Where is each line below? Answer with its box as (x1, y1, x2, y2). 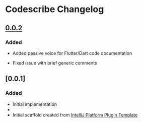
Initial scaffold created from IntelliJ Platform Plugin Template (12, 112, 138, 118)
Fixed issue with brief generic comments (12, 59, 97, 66)
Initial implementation (12, 101, 57, 107)
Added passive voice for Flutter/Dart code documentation (12, 50, 132, 56)
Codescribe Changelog (5, 4, 104, 15)
